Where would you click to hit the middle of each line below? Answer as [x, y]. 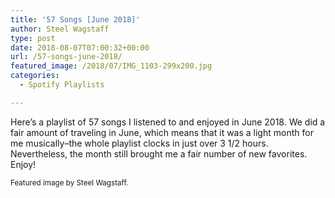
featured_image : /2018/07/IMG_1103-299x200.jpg [111, 66]
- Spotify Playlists [62, 85]
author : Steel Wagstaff [60, 29]
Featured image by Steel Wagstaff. [69, 182]
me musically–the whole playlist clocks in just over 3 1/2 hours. [139, 143]
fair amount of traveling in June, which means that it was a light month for [162, 132]
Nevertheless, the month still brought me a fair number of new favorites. [159, 153]
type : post [33, 38]
